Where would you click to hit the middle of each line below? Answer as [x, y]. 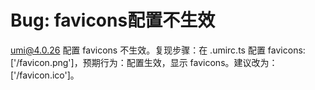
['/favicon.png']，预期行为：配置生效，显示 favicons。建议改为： [144, 62]
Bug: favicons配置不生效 [113, 20]
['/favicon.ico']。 [45, 75]
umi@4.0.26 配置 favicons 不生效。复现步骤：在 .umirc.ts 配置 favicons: [158, 50]
